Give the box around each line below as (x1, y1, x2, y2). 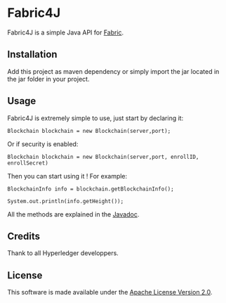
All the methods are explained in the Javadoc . (7, 209, 140, 219)
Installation (7, 49, 58, 60)
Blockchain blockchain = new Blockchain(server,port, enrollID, (7, 153, 199, 160)
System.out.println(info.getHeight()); (7, 198, 124, 205)
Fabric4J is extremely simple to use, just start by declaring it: (7, 114, 184, 122)
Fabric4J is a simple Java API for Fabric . (7, 28, 124, 37)
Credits (7, 230, 41, 242)
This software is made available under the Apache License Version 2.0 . (7, 288, 213, 297)
